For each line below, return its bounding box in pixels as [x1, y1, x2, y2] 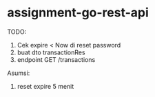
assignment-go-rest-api [7, 5, 149, 21]
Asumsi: [7, 69, 30, 77]
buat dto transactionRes [17, 48, 85, 56]
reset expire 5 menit [17, 82, 74, 90]
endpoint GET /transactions [17, 55, 96, 63]
